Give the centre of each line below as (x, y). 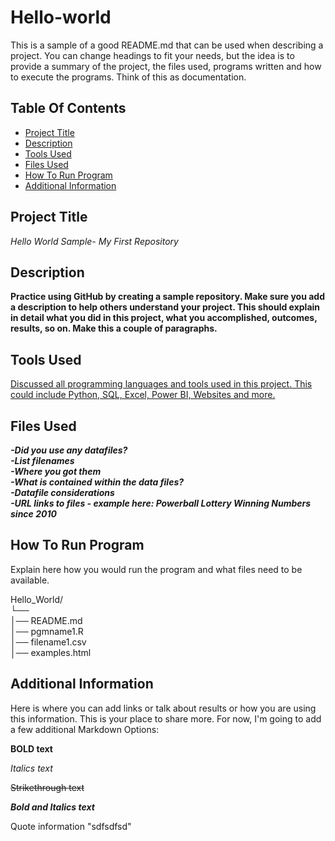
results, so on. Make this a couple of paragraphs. (114, 328)
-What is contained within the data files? (97, 482)
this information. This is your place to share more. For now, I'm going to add (166, 718)
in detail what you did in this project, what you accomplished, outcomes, (164, 318)
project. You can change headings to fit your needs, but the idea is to (152, 55)
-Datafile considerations (62, 492)
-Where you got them (56, 471)
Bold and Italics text (52, 807)
